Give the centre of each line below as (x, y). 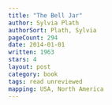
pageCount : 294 (33, 37)
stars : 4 (22, 60)
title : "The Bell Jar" (45, 15)
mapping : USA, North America (56, 89)
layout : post (30, 67)
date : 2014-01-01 (37, 45)
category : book (33, 74)
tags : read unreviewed (45, 81)
